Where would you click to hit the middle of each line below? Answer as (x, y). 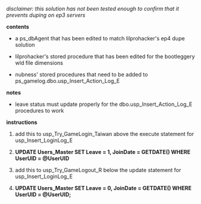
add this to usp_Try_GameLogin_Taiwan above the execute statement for (104, 134)
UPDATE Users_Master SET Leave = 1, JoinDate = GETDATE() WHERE (103, 152)
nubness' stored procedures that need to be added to (82, 74)
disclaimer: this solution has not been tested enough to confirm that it (93, 9)
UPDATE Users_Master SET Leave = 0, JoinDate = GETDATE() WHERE (103, 188)
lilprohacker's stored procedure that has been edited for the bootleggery (105, 56)
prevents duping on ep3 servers (46, 15)
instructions (22, 122)
